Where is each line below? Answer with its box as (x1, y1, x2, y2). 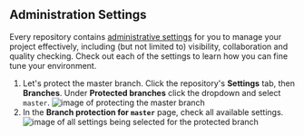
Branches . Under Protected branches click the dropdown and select (22, 87, 281, 98)
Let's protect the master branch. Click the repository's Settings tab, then (22, 77, 295, 89)
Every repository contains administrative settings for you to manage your (9, 31, 282, 42)
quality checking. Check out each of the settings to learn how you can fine (9, 50, 289, 62)
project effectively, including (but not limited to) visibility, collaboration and (9, 41, 289, 52)
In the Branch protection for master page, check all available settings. (22, 106, 284, 117)
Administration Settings (9, 7, 147, 23)
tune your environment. (9, 60, 97, 71)
